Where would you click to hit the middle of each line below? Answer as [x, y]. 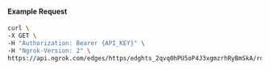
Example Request [37, 11]
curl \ [19, 28]
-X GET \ [22, 36]
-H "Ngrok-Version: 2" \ [49, 51]
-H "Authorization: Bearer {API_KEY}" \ [77, 43]
